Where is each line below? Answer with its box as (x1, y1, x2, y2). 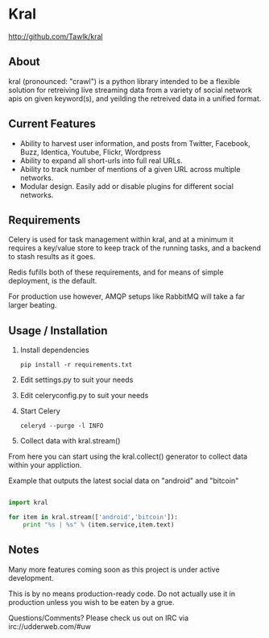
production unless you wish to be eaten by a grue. (8, 597, 175, 607)
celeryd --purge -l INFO (19, 422, 104, 430)
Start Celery (19, 406, 60, 416)
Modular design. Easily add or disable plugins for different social (19, 181, 234, 191)
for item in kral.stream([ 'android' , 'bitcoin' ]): (8, 514, 179, 522)
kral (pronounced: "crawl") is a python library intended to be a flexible (8, 76, 240, 86)
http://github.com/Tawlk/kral (8, 31, 103, 41)
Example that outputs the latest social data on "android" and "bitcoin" (8, 476, 239, 485)
